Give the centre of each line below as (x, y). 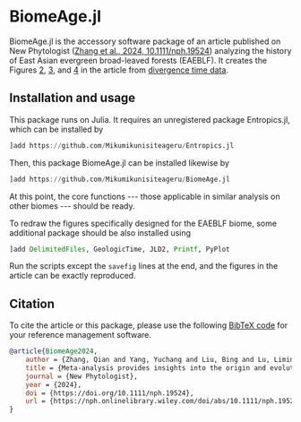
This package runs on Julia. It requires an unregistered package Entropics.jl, (150, 119)
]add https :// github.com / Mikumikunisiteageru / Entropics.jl (122, 145)
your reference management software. (81, 335)
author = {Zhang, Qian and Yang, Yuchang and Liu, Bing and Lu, (148, 360)
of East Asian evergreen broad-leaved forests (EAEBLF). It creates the (138, 60)
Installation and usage (73, 98)
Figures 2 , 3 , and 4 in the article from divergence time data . (119, 70)
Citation (32, 303)
